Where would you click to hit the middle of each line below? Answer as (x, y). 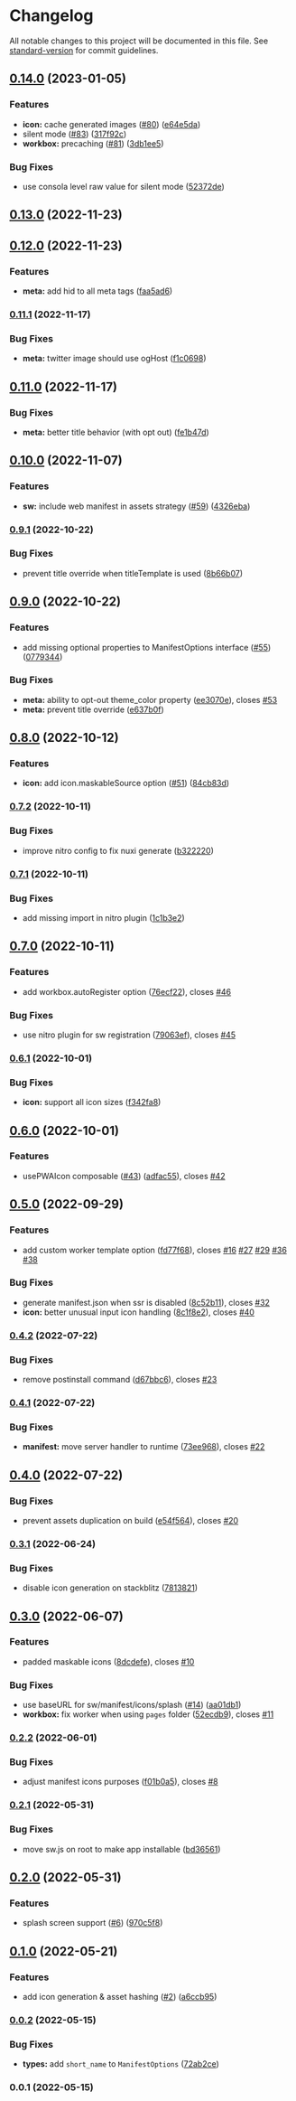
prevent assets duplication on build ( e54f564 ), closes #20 (130, 1520)
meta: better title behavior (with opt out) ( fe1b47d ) (116, 432)
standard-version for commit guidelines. (84, 50)
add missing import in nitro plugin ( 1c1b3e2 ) (103, 917)
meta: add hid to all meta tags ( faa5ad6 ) (97, 291)
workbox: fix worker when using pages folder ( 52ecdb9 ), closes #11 (148, 1714)
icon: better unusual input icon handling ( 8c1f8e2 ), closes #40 (139, 1312)
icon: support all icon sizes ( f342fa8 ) (92, 1102)
